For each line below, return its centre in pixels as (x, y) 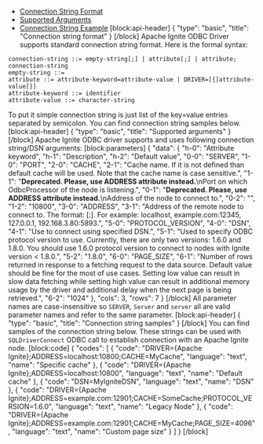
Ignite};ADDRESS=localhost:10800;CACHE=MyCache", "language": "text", (128, 357)
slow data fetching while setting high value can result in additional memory (129, 281)
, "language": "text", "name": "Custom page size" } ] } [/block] (108, 431)
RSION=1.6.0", (31, 406)
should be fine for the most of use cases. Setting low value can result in (124, 273)
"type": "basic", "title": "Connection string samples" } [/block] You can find (129, 323)
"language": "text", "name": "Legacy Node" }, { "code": (144, 406)
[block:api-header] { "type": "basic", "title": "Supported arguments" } (120, 131)
